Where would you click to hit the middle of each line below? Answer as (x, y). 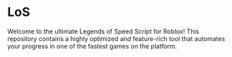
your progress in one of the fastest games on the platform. (92, 46)
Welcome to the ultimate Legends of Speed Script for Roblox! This (103, 31)
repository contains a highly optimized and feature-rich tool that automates (116, 38)
